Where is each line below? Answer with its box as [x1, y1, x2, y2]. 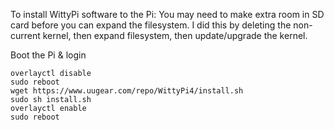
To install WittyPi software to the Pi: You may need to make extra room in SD [10, 9, 325, 20]
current [10, 30, 41, 41]
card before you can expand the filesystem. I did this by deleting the [10, 19, 292, 31]
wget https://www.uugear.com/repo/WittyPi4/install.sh [10, 86, 244, 96]
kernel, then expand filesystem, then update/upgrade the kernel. [42, 30, 308, 41]
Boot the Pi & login [10, 49, 87, 61]
